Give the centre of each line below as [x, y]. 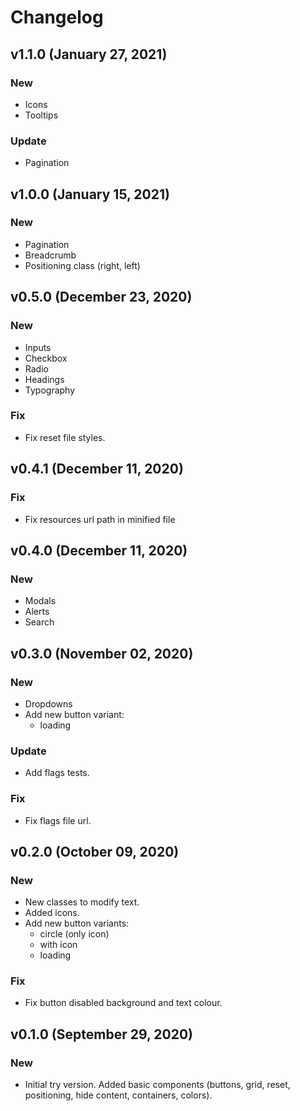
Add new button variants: [77, 923]
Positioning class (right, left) [82, 265]
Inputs [38, 347]
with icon [58, 945]
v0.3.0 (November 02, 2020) [102, 653]
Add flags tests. [57, 773]
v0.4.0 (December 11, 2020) [99, 550]
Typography [50, 390]
